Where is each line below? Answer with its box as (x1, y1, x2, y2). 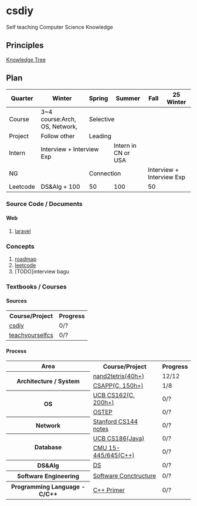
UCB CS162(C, (93, 391, 135, 399)
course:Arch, (40, 115, 76, 123)
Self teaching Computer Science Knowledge (6, 23, 113, 30)
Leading (89, 132, 111, 140)
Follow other (40, 132, 75, 140)
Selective (89, 115, 115, 123)
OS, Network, (40, 122, 78, 130)
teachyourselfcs (9, 331, 54, 339)
